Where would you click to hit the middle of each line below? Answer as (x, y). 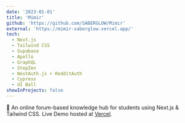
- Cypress (24, 79)
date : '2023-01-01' (31, 12)
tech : (13, 34)
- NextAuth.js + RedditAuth (47, 74)
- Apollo (23, 57)
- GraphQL (24, 62)
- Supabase (25, 51)
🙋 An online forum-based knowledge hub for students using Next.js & (93, 107)
